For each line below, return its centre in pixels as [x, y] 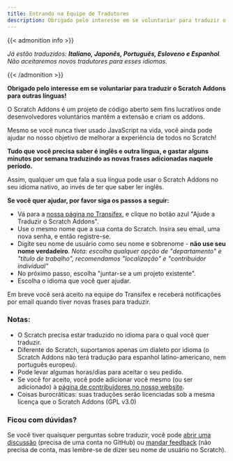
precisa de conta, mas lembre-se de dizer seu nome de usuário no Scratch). [117, 450]
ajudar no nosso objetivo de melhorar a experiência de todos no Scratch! [112, 138]
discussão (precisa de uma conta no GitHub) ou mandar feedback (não [109, 442]
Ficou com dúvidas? [42, 420]
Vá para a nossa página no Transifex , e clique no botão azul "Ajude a [116, 214]
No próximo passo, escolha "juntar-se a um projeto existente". [107, 273]
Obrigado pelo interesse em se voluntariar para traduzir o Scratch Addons [116, 88]
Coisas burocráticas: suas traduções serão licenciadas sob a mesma [116, 394]
